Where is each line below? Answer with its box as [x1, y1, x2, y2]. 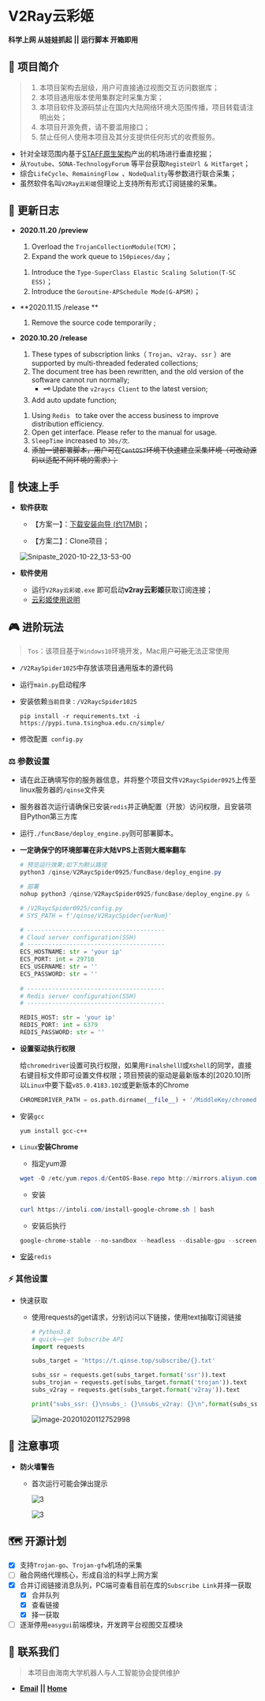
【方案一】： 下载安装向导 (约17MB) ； [31, 519, 150, 529]
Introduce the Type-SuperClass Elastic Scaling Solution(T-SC [31, 267, 237, 277]
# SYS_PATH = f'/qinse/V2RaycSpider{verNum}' [19, 912, 172, 920]
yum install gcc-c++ [19, 1127, 88, 1135]
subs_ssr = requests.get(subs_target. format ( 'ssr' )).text [31, 1372, 226, 1379]
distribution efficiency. [31, 419, 104, 428]
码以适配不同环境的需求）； [31, 455, 118, 465]
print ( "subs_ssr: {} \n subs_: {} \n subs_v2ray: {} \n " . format [31, 1400, 230, 1408]
